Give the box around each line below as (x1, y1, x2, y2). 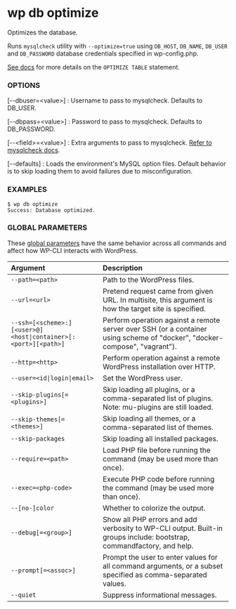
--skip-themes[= (11, 415, 65, 423)
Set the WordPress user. (103, 373, 183, 383)
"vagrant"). (140, 341, 177, 351)
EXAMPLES (7, 185, 47, 195)
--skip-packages (11, 434, 65, 443)
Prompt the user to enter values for (103, 552, 218, 562)
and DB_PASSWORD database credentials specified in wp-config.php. (7, 49, 199, 58)
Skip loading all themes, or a (103, 413, 196, 423)
